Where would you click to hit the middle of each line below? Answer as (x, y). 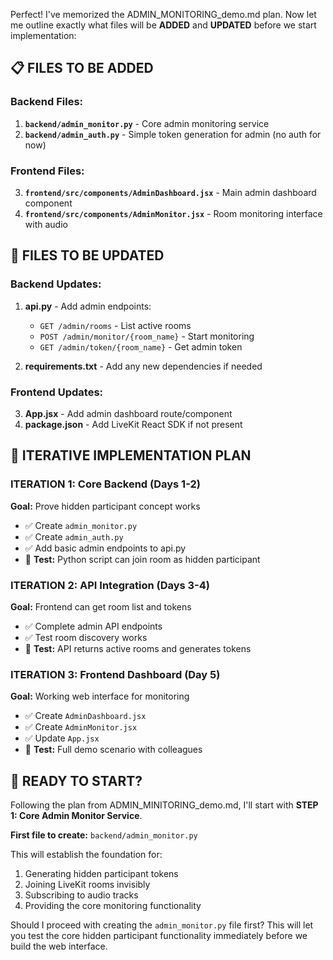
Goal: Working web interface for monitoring (100, 696)
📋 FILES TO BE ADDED (82, 68)
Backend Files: (47, 102)
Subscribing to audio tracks (81, 895)
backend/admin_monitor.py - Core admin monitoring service (147, 123)
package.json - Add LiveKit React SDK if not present (133, 424)
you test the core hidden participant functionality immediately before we (159, 936)
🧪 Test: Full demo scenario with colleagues (113, 750)
